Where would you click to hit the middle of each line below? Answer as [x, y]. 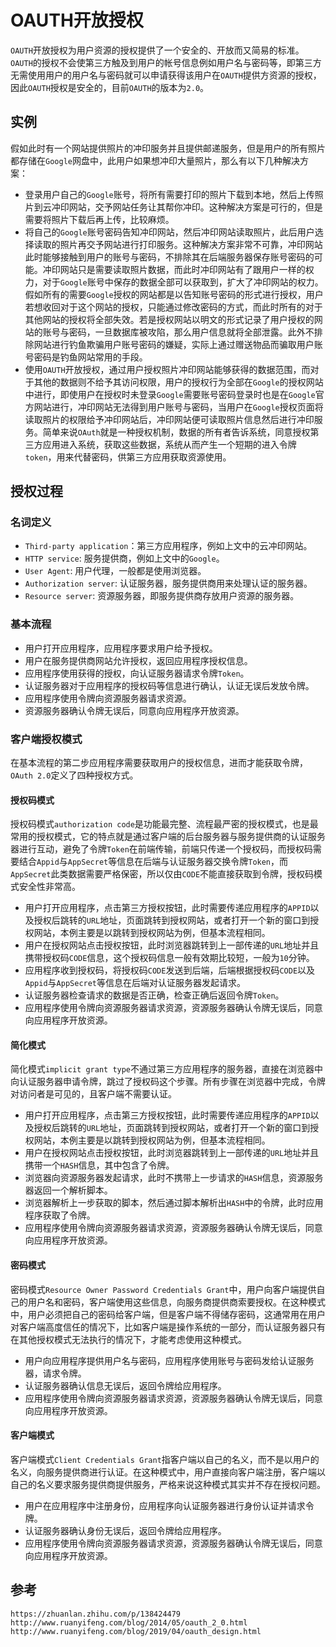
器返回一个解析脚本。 [68, 1190]
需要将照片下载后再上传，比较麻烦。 [99, 219]
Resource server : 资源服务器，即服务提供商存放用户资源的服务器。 [162, 596]
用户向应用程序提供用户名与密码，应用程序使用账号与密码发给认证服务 [169, 1360]
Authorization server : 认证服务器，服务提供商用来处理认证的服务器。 [168, 583]
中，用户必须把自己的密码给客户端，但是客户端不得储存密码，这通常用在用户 [168, 1314]
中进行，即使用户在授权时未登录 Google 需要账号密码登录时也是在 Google [170, 394]
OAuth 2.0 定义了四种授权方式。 [74, 775]
